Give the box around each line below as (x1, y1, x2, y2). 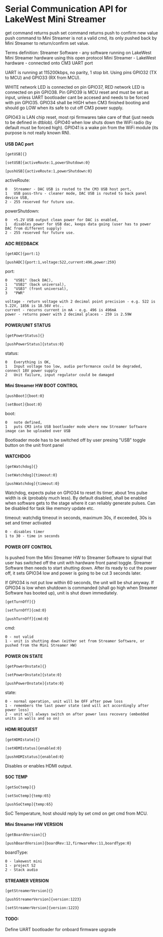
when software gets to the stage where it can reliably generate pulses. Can (5, 500, 156, 506)
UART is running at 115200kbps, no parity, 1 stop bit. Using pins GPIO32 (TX (5, 69, 157, 75)
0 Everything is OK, (5, 360, 51, 364)
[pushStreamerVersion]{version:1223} (5, 897, 82, 902)
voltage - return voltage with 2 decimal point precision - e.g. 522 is (5, 299, 156, 304)
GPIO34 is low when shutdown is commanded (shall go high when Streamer (5, 585, 158, 591)
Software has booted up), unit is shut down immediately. (5, 590, 118, 596)
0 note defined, (5, 420, 42, 425)
